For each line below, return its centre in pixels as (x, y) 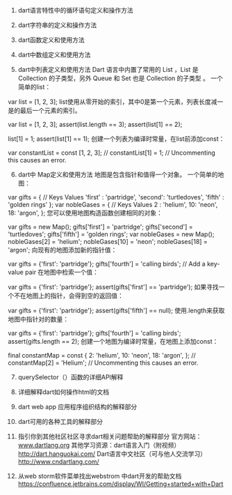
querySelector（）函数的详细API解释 (71, 377)
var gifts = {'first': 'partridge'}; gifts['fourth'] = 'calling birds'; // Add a (107, 264)
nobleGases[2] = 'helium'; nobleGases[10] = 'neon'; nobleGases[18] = (108, 242)
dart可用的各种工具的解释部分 (60, 421)
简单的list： (34, 87)
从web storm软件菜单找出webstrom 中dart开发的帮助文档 (100, 476)
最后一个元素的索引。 (50, 111)
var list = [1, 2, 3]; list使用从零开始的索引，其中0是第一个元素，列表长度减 (113, 102)
